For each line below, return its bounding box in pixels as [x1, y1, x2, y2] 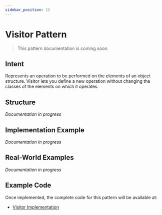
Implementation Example [5, 126, 85, 134]
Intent [5, 59, 24, 68]
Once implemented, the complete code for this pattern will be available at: [5, 194, 157, 200]
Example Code [5, 181, 51, 190]
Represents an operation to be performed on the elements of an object [5, 73, 151, 79]
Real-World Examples [5, 153, 74, 162]
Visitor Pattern [5, 28, 67, 40]
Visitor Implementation [12, 204, 59, 210]
